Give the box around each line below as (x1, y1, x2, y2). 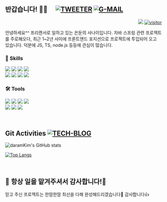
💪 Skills (5, 55, 23, 62)
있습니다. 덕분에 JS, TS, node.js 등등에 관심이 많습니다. (5, 42, 113, 48)
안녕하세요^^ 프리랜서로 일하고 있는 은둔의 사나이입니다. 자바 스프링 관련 (5, 29, 145, 35)
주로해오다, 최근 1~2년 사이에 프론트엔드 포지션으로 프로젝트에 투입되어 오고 (10, 36, 157, 42)
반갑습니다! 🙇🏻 (5, 5, 48, 14)
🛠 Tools (5, 86, 25, 93)
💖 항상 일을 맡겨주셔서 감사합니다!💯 (5, 177, 107, 186)
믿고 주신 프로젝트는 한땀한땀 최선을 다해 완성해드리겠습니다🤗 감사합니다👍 (5, 192, 149, 198)
